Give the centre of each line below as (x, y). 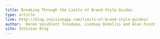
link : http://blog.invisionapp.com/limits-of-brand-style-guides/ (77, 19)
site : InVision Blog (27, 29)
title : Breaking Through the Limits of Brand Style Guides (69, 10)
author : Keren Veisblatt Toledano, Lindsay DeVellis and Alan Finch (80, 24)
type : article (20, 15)
